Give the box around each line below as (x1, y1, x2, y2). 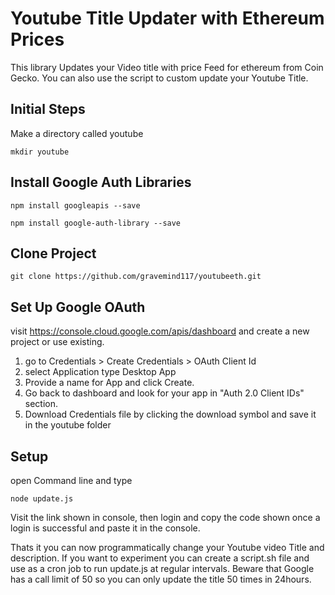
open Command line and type (10, 475, 133, 486)
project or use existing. (10, 336, 105, 348)
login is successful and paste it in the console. (10, 522, 201, 534)
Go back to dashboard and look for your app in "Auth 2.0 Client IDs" (24, 387, 305, 399)
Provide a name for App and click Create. (24, 377, 195, 389)
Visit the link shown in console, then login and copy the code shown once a (10, 512, 321, 523)
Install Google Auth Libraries (10, 174, 192, 191)
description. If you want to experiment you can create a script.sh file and (10, 552, 310, 564)
